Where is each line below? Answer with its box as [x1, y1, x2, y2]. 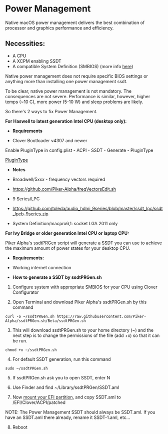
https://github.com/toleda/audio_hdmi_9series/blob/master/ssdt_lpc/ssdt [12, 205, 163, 211]
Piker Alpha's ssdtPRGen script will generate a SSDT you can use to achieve [5, 240, 162, 246]
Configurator [12, 289, 39, 295]
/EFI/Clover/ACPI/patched [12, 399, 66, 405]
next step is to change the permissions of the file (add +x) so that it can [12, 332, 160, 338]
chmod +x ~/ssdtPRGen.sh [5, 347, 57, 352]
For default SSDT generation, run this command [12, 356, 111, 362]
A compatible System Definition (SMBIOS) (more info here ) [12, 63, 133, 69]
